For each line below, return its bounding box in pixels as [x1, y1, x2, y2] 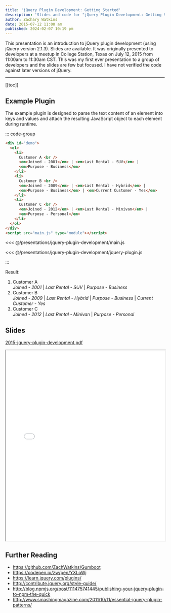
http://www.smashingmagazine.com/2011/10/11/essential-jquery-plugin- [12, 597, 163, 603]
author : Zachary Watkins [5, 17, 58, 22]
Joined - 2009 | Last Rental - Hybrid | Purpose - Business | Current [12, 295, 153, 301]
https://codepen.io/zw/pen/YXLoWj [12, 570, 87, 576]
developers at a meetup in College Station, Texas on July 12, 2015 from [5, 51, 153, 57]
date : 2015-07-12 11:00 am [5, 21, 62, 27]
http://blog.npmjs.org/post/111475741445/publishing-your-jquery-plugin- [12, 586, 164, 592]
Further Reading [5, 550, 58, 559]
